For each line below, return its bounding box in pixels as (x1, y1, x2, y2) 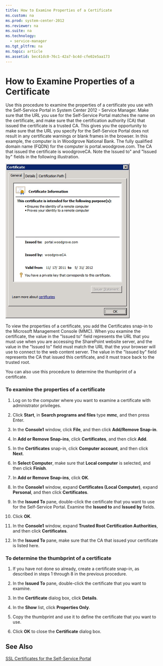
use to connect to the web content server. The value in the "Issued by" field (5, 349, 157, 355)
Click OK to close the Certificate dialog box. (12, 628, 101, 634)
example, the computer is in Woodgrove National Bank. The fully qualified (5, 138, 152, 144)
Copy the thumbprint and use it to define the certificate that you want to (12, 614, 157, 620)
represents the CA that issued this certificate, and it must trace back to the (5, 354, 155, 360)
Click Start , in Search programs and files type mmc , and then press (12, 412, 150, 418)
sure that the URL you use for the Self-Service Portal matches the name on (5, 113, 155, 118)
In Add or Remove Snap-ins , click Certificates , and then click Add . (12, 436, 147, 442)
